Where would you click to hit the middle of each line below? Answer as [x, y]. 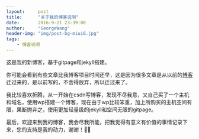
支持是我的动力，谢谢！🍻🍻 [59, 129]
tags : [13, 39]
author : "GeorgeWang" [38, 28]
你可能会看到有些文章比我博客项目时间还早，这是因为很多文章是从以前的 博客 [99, 75]
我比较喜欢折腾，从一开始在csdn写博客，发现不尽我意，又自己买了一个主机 [98, 95]
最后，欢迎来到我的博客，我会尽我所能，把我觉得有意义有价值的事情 [89, 122]
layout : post [28, 12]
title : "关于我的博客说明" [42, 17]
